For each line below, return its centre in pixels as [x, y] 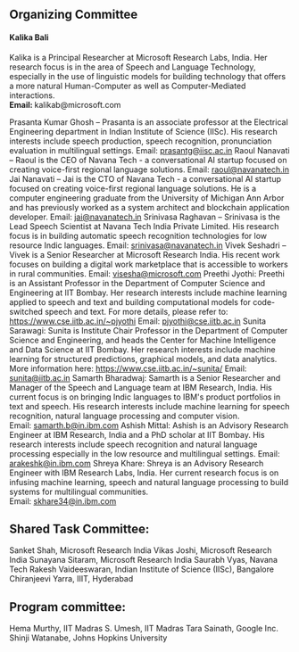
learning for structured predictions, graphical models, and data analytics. [143, 359]
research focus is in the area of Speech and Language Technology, [133, 67]
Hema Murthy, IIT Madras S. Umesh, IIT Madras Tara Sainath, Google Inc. [144, 629]
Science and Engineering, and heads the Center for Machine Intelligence [143, 340]
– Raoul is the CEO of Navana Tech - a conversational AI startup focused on [148, 160]
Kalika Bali [29, 37]
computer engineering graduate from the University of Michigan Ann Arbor [147, 198]
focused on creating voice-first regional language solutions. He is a [133, 188]
